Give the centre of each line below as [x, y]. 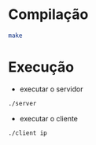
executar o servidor [51, 89]
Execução [41, 67]
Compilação [48, 15]
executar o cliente [49, 118]
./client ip [28, 133]
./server [22, 103]
